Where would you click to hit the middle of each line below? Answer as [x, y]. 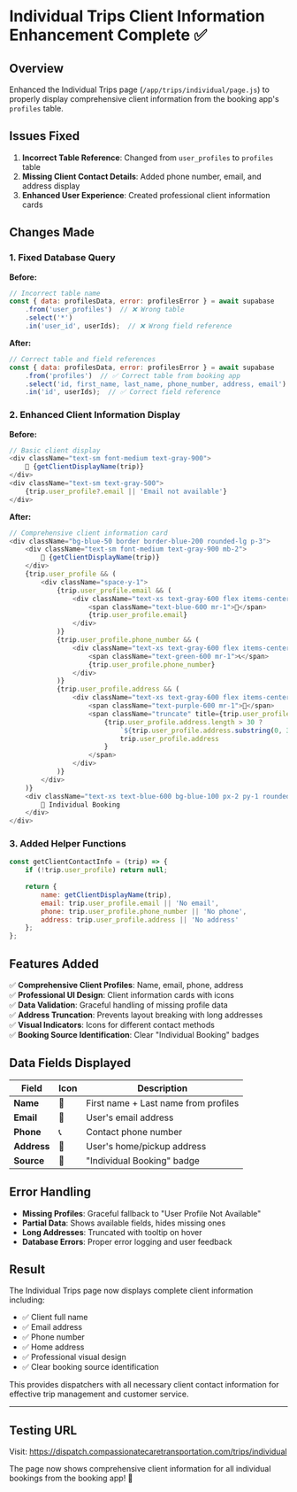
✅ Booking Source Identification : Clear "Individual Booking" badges [134, 1035]
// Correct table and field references [83, 359]
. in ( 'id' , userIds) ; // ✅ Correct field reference [123, 392]
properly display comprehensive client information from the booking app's [145, 99]
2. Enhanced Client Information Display [95, 415]
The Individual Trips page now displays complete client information [131, 1291]
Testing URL [43, 1430]
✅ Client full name [55, 1318]
